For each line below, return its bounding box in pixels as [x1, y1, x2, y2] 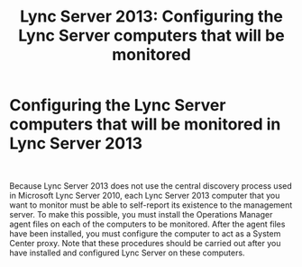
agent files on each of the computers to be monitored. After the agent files [9, 218, 286, 229]
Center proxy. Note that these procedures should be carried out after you [9, 237, 281, 248]
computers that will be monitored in [9, 114, 281, 135]
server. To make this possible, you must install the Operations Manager [9, 209, 273, 219]
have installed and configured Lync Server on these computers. [9, 247, 245, 258]
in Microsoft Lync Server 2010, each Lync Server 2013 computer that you [9, 190, 280, 200]
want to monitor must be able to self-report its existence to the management [9, 200, 293, 210]
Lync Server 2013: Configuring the [19, 6, 284, 27]
